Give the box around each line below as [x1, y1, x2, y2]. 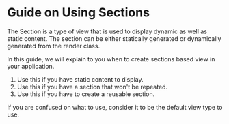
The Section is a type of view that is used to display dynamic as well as [7, 27, 207, 35]
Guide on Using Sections [7, 5, 150, 20]
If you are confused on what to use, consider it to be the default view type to [7, 103, 224, 111]
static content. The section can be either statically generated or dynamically [7, 34, 221, 42]
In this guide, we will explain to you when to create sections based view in [7, 55, 215, 63]
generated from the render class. [7, 42, 100, 50]
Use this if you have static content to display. [16, 75, 144, 83]
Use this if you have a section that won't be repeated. [16, 82, 168, 91]
